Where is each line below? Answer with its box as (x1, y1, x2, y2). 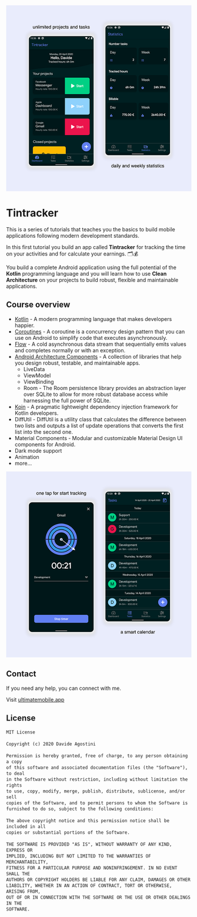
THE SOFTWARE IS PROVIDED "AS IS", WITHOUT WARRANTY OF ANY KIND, (6, 841, 172, 847)
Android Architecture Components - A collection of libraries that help (14, 353, 182, 360)
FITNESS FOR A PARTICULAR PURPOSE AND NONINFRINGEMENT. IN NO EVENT (6, 865, 178, 871)
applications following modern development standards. (6, 232, 139, 239)
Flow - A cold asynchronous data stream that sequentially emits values (14, 340, 186, 348)
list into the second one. (14, 428, 74, 435)
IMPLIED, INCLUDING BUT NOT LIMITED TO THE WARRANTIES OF (6, 853, 151, 859)
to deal (6, 771, 25, 777)
